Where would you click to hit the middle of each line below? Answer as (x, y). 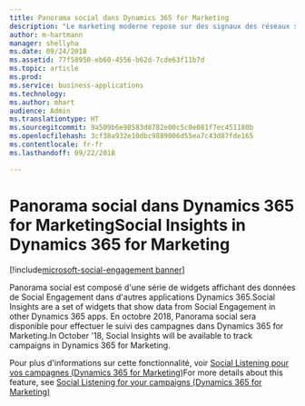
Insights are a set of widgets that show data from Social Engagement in (143, 306)
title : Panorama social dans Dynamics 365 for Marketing (119, 18)
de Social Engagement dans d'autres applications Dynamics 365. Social (142, 297)
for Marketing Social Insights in (128, 225)
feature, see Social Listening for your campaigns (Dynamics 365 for (136, 381)
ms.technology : (38, 94)
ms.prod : (26, 77)
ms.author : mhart (42, 102)
